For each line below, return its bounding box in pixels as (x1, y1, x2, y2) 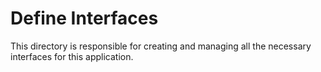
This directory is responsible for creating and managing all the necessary (10, 40, 312, 52)
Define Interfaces (10, 7, 159, 30)
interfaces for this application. (10, 50, 134, 62)
